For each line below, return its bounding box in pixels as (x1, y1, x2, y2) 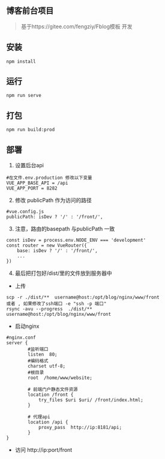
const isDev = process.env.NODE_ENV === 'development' (6, 237, 146, 244)
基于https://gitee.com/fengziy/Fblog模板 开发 (20, 23, 133, 30)
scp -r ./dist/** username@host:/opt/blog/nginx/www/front (6, 294, 160, 301)
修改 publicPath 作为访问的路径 (14, 197, 92, 204)
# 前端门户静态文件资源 (28, 387, 78, 393)
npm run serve (6, 93, 42, 99)
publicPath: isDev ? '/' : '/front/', (6, 214, 103, 220)
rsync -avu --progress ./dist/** (6, 306, 93, 312)
